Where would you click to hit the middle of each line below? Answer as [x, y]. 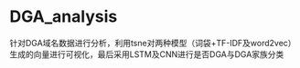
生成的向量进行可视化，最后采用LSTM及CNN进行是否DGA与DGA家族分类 [147, 54]
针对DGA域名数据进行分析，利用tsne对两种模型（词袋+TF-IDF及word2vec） [153, 43]
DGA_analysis [64, 17]
